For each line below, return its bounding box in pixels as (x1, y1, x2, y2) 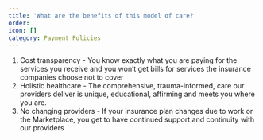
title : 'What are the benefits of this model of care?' (8, 11, 197, 20)
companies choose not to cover (19, 72, 124, 82)
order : (8, 19, 30, 27)
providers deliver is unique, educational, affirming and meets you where (19, 89, 256, 99)
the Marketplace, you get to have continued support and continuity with (19, 115, 255, 124)
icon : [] (8, 26, 37, 34)
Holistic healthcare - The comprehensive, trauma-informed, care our (19, 81, 245, 91)
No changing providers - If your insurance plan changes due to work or (19, 107, 253, 116)
